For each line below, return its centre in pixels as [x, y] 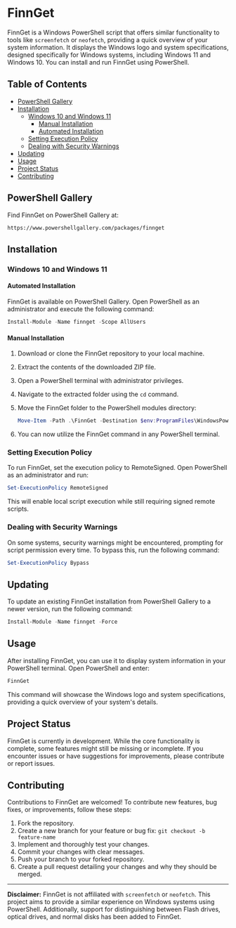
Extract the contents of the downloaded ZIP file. [87, 367]
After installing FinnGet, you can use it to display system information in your [117, 660]
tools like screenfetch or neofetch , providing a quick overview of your [108, 39]
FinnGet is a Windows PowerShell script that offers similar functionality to [113, 32]
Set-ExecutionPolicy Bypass [48, 563]
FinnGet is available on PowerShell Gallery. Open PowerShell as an [104, 302]
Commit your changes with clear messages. [81, 852]
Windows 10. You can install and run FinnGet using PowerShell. [98, 62]
